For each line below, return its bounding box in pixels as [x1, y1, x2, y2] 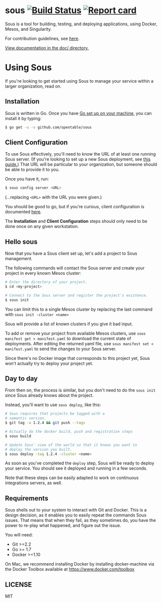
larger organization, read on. [5, 83, 62, 89]
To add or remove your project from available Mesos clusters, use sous [5, 330, 146, 336]
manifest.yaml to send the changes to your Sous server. [5, 346, 117, 352]
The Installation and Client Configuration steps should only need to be [5, 218, 147, 224]
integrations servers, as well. [5, 480, 62, 486]
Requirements [5, 494, 48, 502]
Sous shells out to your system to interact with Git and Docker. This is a [5, 507, 147, 513]
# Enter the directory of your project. [5, 280, 88, 284]
